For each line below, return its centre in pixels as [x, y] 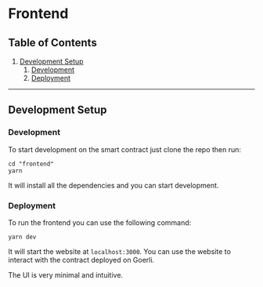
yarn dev [22, 237]
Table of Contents [53, 43]
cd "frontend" [31, 164]
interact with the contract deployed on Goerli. [81, 260]
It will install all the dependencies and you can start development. [113, 185]
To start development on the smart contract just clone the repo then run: [124, 149]
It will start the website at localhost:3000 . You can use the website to [119, 251]
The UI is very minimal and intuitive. [66, 274]
